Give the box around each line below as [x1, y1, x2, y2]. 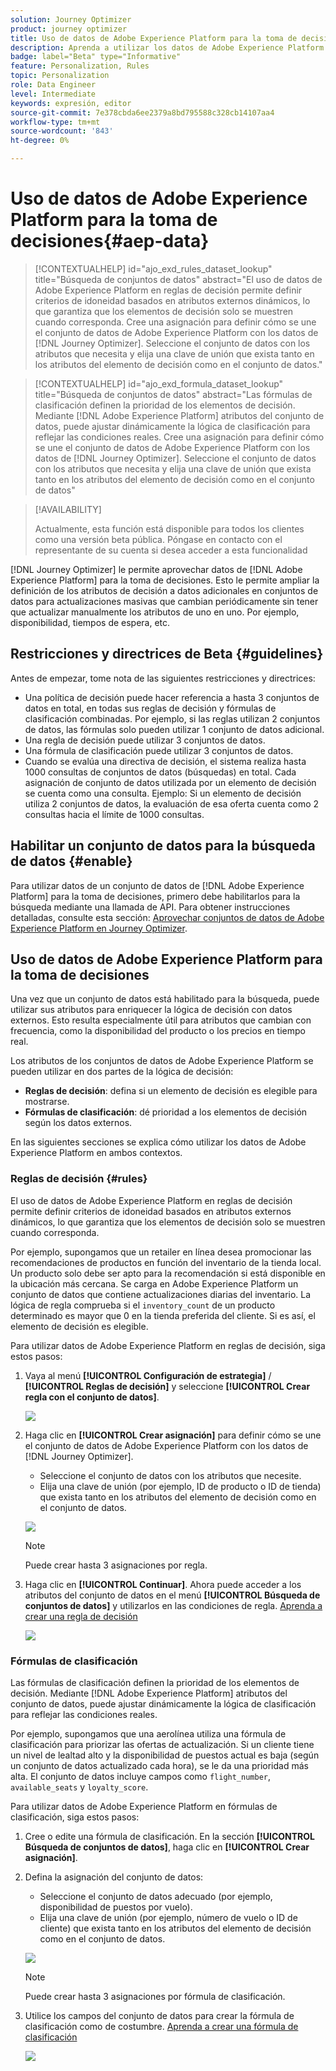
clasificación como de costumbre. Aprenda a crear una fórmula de [24, 2020, 299, 2032]
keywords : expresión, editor [10, 98, 132, 108]
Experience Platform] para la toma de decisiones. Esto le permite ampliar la [10, 574, 320, 586]
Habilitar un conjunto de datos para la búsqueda [10, 837, 316, 855]
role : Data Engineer [10, 80, 97, 90]
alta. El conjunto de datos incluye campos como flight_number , [10, 1770, 272, 1782]
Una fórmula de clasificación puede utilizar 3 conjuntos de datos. [24, 744, 294, 756]
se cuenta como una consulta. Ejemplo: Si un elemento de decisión [24, 787, 302, 799]
